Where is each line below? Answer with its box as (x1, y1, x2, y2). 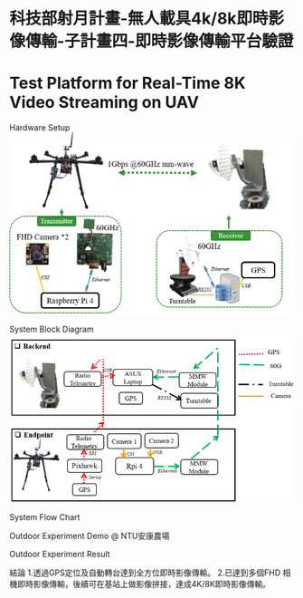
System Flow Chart (9, 511, 80, 522)
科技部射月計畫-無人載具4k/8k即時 (9, 8, 269, 29)
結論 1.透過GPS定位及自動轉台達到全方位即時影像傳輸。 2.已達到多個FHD (9, 567, 281, 578)
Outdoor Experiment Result (9, 548, 110, 559)
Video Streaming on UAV (9, 92, 199, 113)
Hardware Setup (9, 122, 71, 133)
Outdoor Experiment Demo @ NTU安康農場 (9, 530, 170, 541)
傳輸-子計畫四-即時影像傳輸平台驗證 (25, 31, 294, 52)
